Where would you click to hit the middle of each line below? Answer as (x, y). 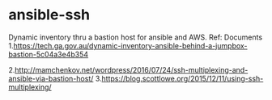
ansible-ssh (49, 15)
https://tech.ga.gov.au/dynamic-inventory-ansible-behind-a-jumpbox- (131, 45)
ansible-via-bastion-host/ (51, 78)
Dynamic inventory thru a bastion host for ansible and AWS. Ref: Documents (136, 37)
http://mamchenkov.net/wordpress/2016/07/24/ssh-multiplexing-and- (132, 69)
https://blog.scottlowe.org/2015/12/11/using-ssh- (183, 78)
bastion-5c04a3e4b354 (49, 54)
